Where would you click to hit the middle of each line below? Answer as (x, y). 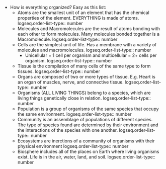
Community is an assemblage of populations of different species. (85, 119)
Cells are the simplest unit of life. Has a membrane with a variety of (87, 45)
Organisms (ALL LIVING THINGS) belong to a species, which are (84, 93)
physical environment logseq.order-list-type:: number (73, 146)
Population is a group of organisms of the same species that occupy (88, 109)
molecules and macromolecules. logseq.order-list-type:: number (84, 50)
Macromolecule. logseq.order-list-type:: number (67, 39)
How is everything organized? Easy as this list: (58, 7)
